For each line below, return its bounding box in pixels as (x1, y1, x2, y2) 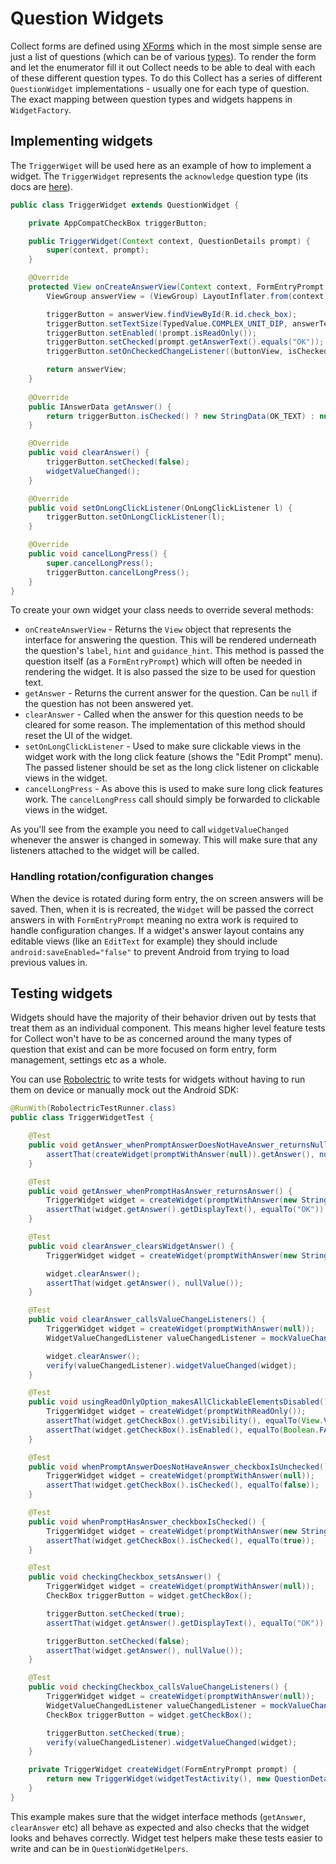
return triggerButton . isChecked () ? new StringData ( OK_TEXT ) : (46, 411, 315, 421)
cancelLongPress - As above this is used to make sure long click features (24, 783, 323, 795)
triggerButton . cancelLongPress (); (46, 567, 190, 577)
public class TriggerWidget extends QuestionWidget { (10, 200, 240, 210)
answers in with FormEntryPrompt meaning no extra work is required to (10, 913, 299, 926)
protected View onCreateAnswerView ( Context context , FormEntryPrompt (28, 282, 325, 292)
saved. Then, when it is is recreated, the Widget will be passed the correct (10, 903, 314, 915)
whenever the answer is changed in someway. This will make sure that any (10, 834, 318, 846)
